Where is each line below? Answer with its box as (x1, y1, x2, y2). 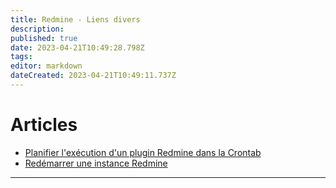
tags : (10, 52, 33, 62)
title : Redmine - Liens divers (10, 14, 141, 25)
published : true (10, 33, 78, 43)
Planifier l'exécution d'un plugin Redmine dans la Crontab (24, 146, 262, 158)
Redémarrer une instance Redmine (24, 157, 168, 169)
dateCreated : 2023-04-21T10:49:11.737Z (10, 71, 177, 81)
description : (10, 24, 65, 34)
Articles (10, 114, 78, 136)
